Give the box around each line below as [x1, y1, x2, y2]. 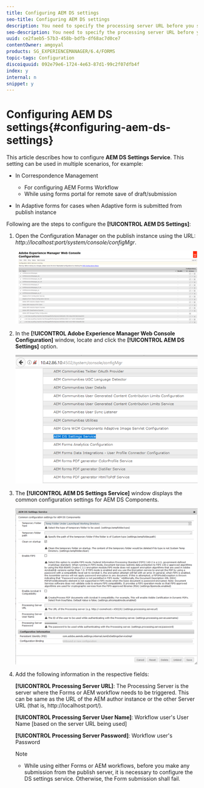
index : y [6, 68, 29, 74]
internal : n [6, 74, 36, 81]
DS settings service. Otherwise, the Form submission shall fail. [24, 775, 181, 782]
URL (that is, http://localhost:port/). [15, 701, 103, 709]
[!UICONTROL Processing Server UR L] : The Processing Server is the [15, 682, 189, 689]
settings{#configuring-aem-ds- [6, 121, 171, 134]
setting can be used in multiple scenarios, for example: [6, 160, 144, 168]
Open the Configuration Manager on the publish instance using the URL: [15, 232, 196, 240]
